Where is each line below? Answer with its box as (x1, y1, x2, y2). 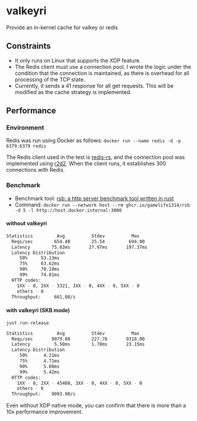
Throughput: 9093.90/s (11, 391, 76, 397)
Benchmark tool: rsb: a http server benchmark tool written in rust (14, 194, 174, 202)
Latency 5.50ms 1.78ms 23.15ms (11, 341, 145, 347)
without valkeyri (6, 220, 48, 227)
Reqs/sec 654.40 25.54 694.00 (11, 238, 145, 244)
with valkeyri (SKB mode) (6, 307, 70, 314)
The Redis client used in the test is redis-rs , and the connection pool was (6, 153, 185, 161)
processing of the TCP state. (14, 76, 85, 83)
